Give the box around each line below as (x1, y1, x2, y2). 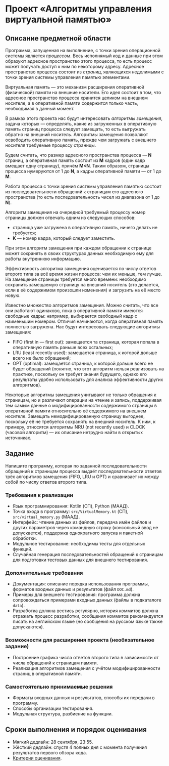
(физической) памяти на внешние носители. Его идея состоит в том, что (5, 90, 161, 95)
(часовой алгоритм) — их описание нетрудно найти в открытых (5, 430, 143, 435)
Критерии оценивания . (12, 755, 62, 761)
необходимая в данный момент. (5, 106, 75, 111)
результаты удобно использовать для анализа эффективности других (12, 376, 163, 382)
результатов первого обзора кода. (12, 749, 87, 755)
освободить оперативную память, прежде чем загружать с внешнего (5, 137, 156, 143)
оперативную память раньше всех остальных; (12, 345, 114, 350)
